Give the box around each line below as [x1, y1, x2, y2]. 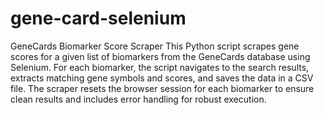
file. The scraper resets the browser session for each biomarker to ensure [10, 82, 315, 94]
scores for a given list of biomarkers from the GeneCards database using [10, 50, 311, 62]
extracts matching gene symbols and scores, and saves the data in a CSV [10, 72, 314, 84]
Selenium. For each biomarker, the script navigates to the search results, [10, 61, 310, 73]
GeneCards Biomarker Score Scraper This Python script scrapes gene [10, 40, 300, 52]
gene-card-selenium [10, 7, 187, 30]
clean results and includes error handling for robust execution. [10, 93, 267, 105]
